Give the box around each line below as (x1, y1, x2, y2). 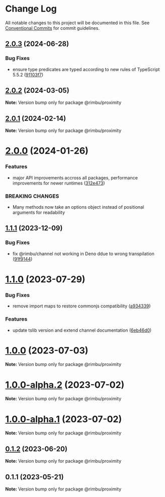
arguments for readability (12, 210, 65, 216)
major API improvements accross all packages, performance (12, 174, 138, 180)
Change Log (5, 3, 57, 15)
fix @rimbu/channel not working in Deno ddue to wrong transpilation (12, 251, 154, 257)
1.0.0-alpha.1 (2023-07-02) (5, 413, 122, 425)
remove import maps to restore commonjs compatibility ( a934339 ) (12, 303, 151, 309)
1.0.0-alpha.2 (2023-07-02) (5, 379, 125, 391)
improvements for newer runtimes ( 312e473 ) (12, 180, 105, 186)
